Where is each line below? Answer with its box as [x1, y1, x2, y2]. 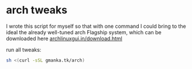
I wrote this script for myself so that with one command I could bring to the [6, 23, 186, 30]
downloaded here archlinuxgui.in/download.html [6, 35, 123, 42]
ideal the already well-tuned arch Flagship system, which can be [6, 28, 162, 35]
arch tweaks [6, 3, 67, 17]
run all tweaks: [6, 46, 42, 53]
